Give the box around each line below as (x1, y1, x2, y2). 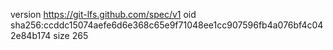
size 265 (53, 30, 89, 41)
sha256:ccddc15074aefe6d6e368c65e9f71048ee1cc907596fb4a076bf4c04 (10, 19, 324, 31)
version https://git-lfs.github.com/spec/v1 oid (10, 9, 197, 20)
